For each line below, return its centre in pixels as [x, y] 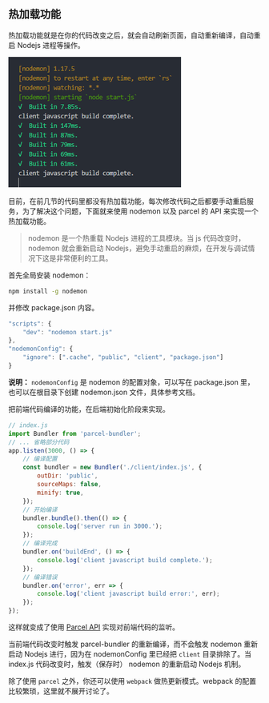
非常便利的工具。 [84, 258]
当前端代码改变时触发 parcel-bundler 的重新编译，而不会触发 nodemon [125, 644]
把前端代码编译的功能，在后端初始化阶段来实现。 [89, 409]
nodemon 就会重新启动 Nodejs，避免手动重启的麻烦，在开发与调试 [138, 248]
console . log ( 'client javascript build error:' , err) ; [128, 594]
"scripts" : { [30, 324]
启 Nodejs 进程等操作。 [47, 45]
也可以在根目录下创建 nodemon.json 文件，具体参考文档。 [104, 392]
